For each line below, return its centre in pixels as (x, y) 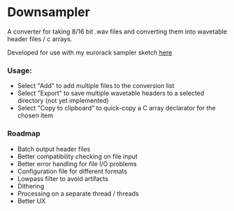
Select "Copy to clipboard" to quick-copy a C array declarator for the (117, 108)
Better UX (31, 201)
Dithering (30, 186)
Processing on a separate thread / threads (78, 194)
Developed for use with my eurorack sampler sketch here (90, 52)
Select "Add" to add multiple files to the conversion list (96, 86)
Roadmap (24, 133)
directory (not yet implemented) (63, 101)
